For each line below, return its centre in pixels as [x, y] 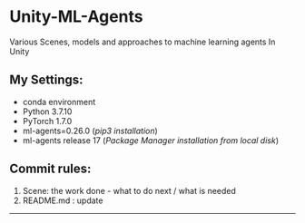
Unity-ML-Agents [76, 17]
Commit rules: [50, 169]
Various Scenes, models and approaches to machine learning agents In [143, 42]
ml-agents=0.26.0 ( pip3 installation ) [90, 131]
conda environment [59, 102]
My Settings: [46, 80]
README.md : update [63, 200]
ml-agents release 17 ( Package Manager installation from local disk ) [151, 140]
